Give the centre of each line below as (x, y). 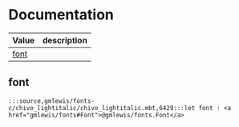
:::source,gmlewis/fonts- (51, 101)
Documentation (61, 15)
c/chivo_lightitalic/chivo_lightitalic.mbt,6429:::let (102, 108)
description (65, 40)
